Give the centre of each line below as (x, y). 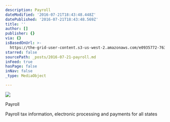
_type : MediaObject (26, 76)
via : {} (13, 38)
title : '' (16, 24)
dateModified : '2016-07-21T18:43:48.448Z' (51, 15)
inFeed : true (19, 62)
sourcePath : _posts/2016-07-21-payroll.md (51, 57)
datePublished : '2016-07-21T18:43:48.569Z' (52, 19)
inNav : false (19, 71)
